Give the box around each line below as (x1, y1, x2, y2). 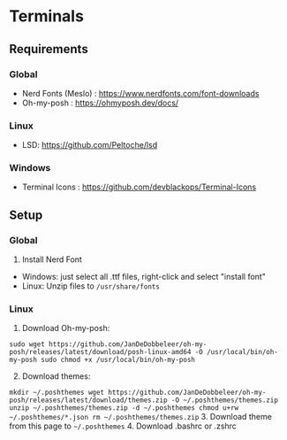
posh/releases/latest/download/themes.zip (9, 396, 168, 405)
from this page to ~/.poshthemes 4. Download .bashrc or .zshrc (9, 421, 237, 431)
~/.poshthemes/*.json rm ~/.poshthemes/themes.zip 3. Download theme (9, 412, 272, 422)
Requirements (9, 42, 88, 57)
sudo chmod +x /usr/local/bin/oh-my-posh (41, 356, 196, 365)
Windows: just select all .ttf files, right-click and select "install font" (21, 272, 267, 282)
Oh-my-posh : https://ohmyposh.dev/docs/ (21, 97, 179, 108)
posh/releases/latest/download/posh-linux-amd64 (9, 348, 192, 357)
